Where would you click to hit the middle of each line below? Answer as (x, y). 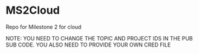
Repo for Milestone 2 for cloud (44, 27)
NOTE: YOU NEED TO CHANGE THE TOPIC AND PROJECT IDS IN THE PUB (99, 38)
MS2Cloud (33, 10)
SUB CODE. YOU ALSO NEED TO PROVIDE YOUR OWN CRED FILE (88, 45)
